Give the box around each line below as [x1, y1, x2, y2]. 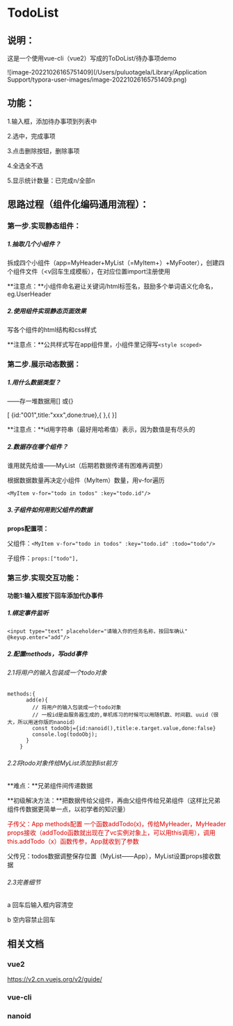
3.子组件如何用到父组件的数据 [7, 505, 93, 514]
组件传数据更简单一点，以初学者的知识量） [7, 805, 129, 814]
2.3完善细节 [7, 878, 41, 886]
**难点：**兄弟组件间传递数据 [7, 782, 93, 790]
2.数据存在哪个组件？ [7, 442, 68, 450]
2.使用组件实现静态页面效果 [7, 306, 87, 315]
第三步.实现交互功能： [7, 573, 81, 583]
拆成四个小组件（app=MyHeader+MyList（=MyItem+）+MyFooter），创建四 [7, 259, 225, 267]
